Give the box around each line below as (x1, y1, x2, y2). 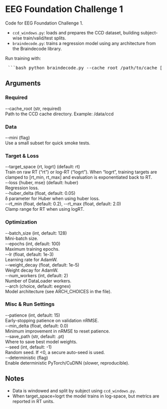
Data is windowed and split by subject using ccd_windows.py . (12, 388, 137, 394)
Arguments (5, 79, 41, 88)
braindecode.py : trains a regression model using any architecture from (12, 40, 156, 46)
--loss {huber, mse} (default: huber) (5, 180, 79, 186)
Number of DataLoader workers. (5, 278, 72, 284)
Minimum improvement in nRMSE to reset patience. (5, 328, 110, 334)
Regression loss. (5, 185, 39, 191)
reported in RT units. (12, 398, 55, 404)
